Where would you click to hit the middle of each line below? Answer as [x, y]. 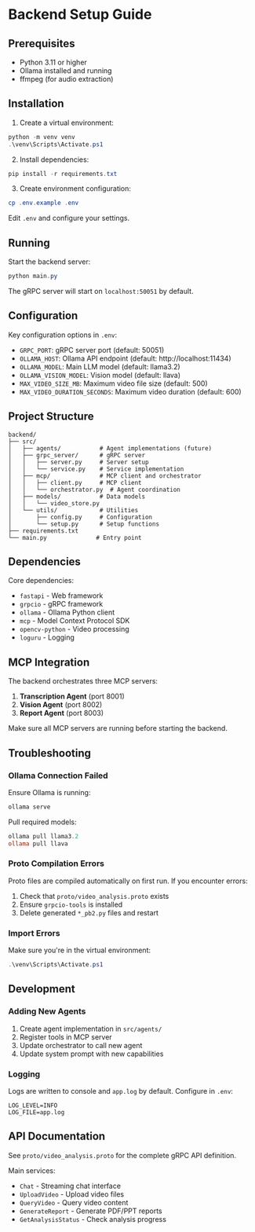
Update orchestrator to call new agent [81, 1045]
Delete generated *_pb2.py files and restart [89, 912]
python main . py [33, 277]
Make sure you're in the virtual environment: [80, 950]
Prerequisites [42, 44]
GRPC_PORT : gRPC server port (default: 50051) [92, 350]
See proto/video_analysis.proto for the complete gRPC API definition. [122, 1155]
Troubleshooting [50, 753]
